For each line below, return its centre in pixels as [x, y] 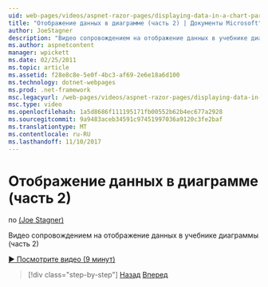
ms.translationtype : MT [48, 127]
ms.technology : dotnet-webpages [62, 82]
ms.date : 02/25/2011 [43, 61]
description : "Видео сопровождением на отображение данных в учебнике [128, 38]
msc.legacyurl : [33, 97]
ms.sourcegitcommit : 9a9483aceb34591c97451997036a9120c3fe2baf [116, 120]
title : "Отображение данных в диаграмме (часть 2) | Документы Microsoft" [135, 23]
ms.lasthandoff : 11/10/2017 [55, 142]
